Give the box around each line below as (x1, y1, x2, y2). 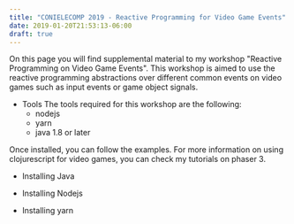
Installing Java (21, 171, 75, 182)
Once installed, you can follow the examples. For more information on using (9, 144, 284, 155)
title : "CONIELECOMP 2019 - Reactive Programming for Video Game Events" (9, 12, 287, 22)
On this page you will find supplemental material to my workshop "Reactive (9, 54, 283, 65)
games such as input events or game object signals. (9, 81, 199, 93)
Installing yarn (21, 205, 74, 216)
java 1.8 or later (34, 127, 91, 138)
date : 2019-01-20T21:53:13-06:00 (9, 21, 132, 30)
